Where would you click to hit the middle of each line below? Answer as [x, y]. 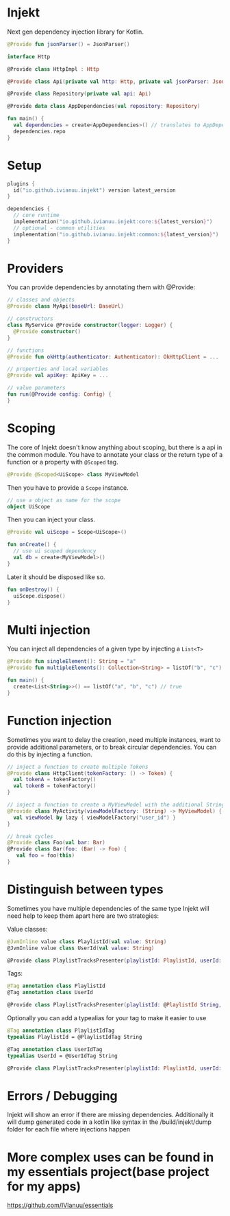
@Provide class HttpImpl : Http [53, 69]
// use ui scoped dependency [55, 551]
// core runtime [36, 215]
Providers [35, 268]
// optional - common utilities [60, 228]
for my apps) [44, 1186]
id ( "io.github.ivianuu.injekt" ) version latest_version [94, 190]
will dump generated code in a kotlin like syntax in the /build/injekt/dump [110, 1122]
